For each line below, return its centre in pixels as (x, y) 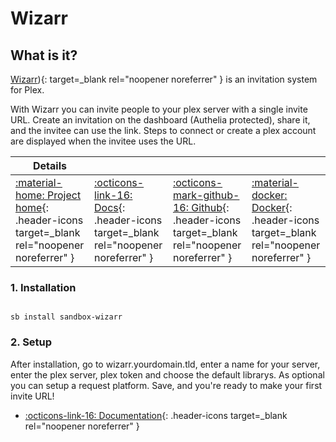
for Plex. (27, 90)
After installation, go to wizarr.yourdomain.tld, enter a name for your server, (165, 364)
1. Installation (43, 287)
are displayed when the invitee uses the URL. (103, 141)
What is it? (44, 55)
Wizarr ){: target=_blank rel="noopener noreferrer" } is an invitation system (164, 79)
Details (50, 165)
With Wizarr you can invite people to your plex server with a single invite (159, 109)
